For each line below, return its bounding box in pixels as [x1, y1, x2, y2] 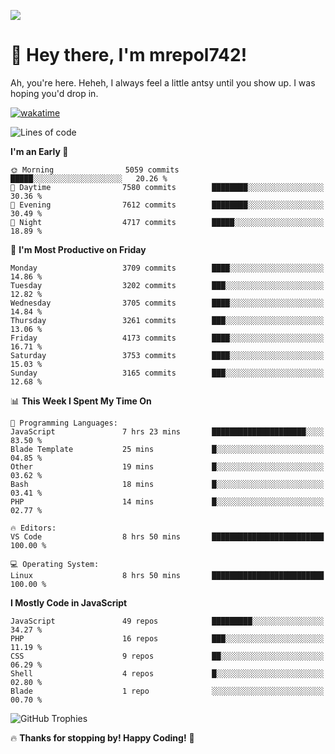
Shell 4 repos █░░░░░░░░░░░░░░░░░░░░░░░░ [10, 668, 325, 679]
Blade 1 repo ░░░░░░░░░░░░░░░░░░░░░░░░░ [10, 686, 325, 696]
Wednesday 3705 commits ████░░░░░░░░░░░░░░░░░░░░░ [10, 298, 325, 308]
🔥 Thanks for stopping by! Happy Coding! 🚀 [10, 731, 195, 744]
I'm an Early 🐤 [10, 145, 69, 157]
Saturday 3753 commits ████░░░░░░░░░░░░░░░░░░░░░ [10, 350, 325, 360]
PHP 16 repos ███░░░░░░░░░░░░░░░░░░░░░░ [10, 633, 325, 644]
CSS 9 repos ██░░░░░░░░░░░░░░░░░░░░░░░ [10, 651, 325, 661]
